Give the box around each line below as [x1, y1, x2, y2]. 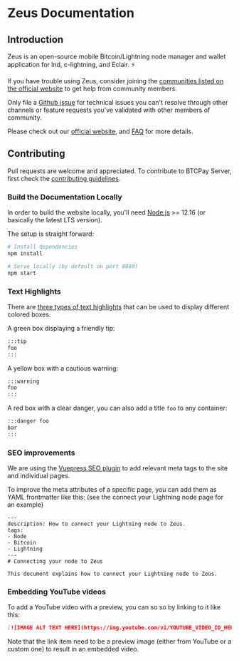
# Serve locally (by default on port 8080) [7, 262, 139, 270]
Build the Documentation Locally [7, 192, 122, 202]
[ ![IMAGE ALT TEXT [7, 624, 62, 631]
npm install [7, 249, 43, 257]
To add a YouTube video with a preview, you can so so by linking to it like [7, 603, 221, 612]
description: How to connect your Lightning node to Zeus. [7, 520, 186, 528]
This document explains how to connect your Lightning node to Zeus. [7, 570, 218, 578]
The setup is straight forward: [7, 230, 95, 238]
